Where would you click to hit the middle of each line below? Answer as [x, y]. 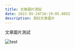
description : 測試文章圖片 [30, 18]
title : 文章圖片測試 [23, 9]
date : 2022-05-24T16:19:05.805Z [37, 14]
